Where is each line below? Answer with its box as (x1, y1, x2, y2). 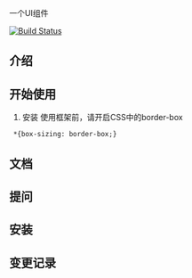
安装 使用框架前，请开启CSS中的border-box (21, 112, 184, 123)
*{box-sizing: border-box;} (12, 130, 117, 139)
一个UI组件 (9, 8, 49, 18)
